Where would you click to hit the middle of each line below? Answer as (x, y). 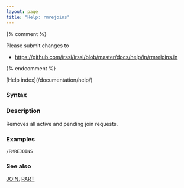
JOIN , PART (20, 179)
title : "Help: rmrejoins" (38, 17)
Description (23, 111)
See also (19, 166)
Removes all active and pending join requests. (62, 124)
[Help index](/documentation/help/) (49, 80)
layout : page (22, 12)
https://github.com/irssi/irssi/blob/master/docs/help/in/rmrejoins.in (96, 57)
